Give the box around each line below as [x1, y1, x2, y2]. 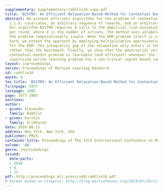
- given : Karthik [5, 115, 40, 121]
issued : [5, 152, 21, 156]
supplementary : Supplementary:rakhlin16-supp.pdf [5, 7, 108, 12]
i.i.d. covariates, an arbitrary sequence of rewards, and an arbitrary [9, 20, 160, 26]
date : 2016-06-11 [5, 124, 40, 129]
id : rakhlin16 [5, 70, 34, 75]
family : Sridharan [9, 120, 47, 125]
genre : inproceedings [5, 147, 49, 152]
